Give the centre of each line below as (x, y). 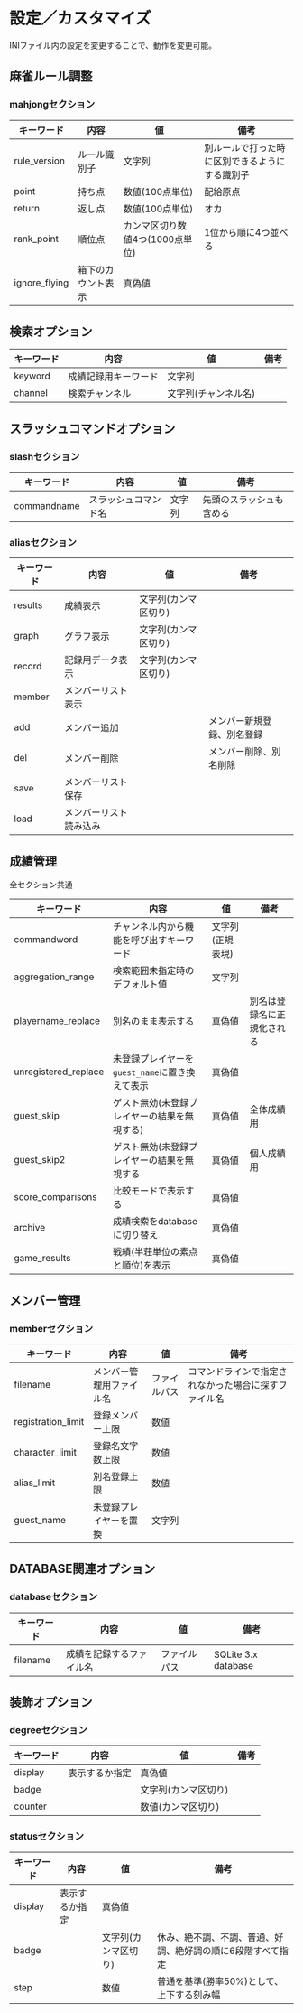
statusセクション (46, 1837)
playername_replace (57, 1021)
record (28, 667)
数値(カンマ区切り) (180, 1807)
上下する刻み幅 (189, 1995)
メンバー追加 (92, 728)
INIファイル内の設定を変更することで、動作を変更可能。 (113, 45)
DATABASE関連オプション (83, 1569)
